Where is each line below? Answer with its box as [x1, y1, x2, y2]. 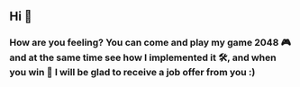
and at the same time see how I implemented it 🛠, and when [9, 51, 277, 64]
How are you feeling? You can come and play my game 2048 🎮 [9, 37, 291, 49]
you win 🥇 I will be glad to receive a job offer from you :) [9, 66, 256, 79]
